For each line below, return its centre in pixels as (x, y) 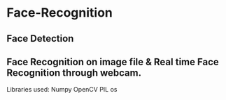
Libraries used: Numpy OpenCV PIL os (62, 90)
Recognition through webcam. (74, 73)
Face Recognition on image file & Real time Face (113, 61)
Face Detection (40, 39)
